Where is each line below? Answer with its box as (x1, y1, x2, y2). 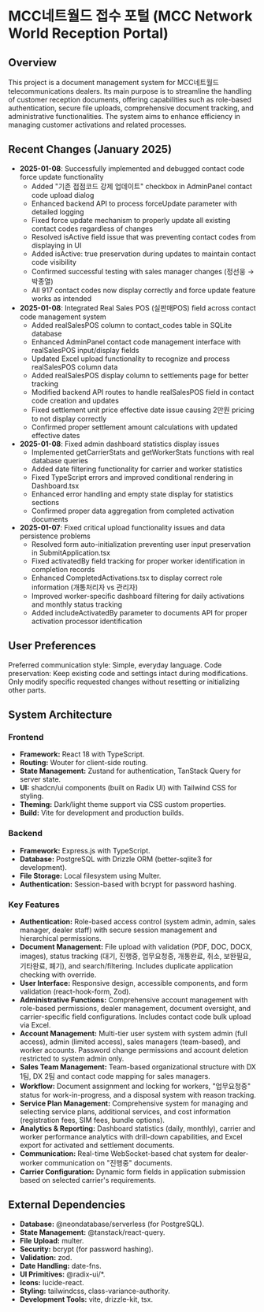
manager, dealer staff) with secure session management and (19, 925, 218, 935)
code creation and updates (31, 396, 120, 405)
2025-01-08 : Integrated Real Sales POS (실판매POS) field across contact (19, 303, 256, 312)
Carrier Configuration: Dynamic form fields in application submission (19, 1167, 246, 1176)
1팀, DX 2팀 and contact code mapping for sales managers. (19, 1071, 210, 1080)
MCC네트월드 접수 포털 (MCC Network (8, 7, 253, 25)
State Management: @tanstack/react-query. (19, 1227, 165, 1237)
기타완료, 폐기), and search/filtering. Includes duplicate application (19, 961, 233, 970)
